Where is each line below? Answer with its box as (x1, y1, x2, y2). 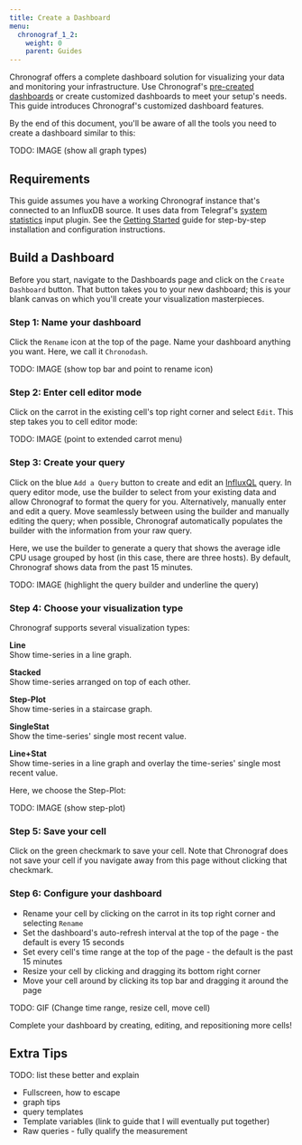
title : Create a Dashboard (9, 13, 111, 23)
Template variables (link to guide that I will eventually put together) (22, 1116, 270, 1127)
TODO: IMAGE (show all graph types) (9, 145, 147, 156)
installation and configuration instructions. (9, 223, 166, 235)
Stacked (9, 666, 41, 678)
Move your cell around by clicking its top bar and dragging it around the (22, 975, 288, 986)
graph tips (22, 1097, 61, 1108)
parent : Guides (25, 47, 83, 56)
